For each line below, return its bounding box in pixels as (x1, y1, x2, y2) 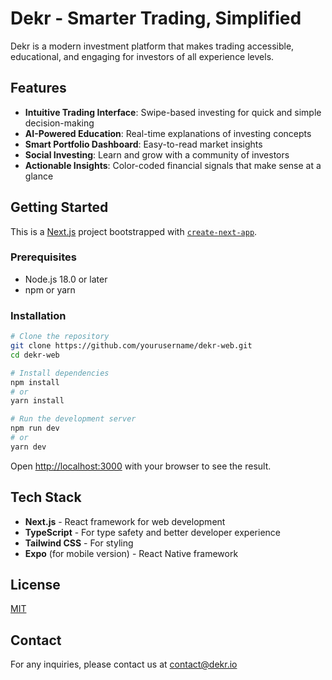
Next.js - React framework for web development (24, 515, 226, 527)
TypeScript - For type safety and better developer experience (24, 526, 281, 538)
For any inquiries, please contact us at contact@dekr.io (10, 658, 238, 671)
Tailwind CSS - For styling (24, 537, 134, 549)
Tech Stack (10, 489, 82, 506)
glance (24, 170, 54, 182)
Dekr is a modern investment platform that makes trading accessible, (10, 40, 295, 52)
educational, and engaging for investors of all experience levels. (10, 50, 275, 62)
